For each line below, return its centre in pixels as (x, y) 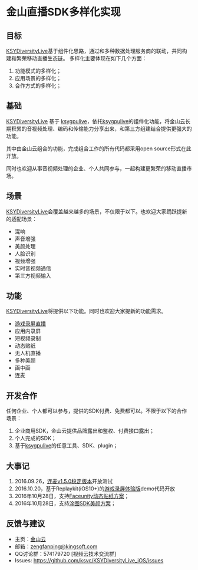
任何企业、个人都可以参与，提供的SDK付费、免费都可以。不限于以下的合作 (97, 411)
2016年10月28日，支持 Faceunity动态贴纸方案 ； (72, 496)
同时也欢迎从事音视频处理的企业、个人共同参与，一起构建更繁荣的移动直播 (96, 168)
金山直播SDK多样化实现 (63, 12)
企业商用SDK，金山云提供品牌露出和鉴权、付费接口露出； (85, 431)
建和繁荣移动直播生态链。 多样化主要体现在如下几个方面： (77, 58)
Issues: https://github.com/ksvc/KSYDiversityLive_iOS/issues (89, 560)
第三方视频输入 (33, 275)
